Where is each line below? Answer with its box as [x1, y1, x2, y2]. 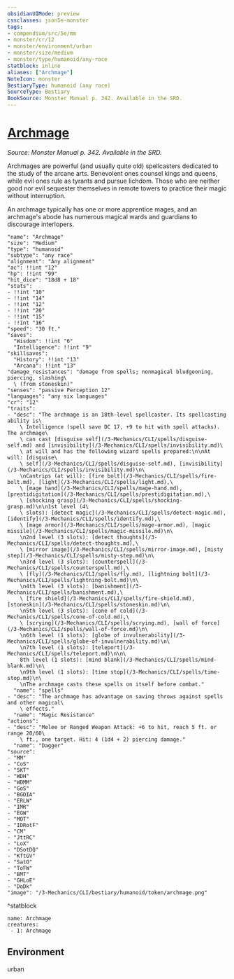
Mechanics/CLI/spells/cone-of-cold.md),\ [7, 613, 130, 620]
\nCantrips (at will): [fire [20, 472, 105, 480]
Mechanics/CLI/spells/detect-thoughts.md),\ [7, 540, 139, 547]
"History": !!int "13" [13, 356, 80, 363]
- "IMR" [7, 803, 30, 810]
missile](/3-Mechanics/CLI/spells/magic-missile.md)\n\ [7, 527, 173, 534]
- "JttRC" [7, 834, 36, 841]
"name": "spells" [13, 687, 64, 694]
